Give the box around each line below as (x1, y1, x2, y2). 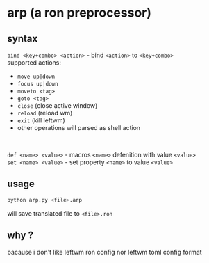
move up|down (17, 73, 56, 80)
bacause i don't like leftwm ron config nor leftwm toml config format (7, 248, 203, 256)
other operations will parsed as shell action (17, 124, 141, 131)
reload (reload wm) (17, 109, 73, 117)
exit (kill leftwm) (17, 116, 66, 125)
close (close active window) (17, 102, 98, 109)
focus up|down (17, 81, 58, 88)
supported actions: (7, 58, 61, 67)
